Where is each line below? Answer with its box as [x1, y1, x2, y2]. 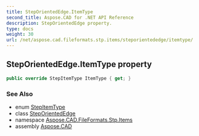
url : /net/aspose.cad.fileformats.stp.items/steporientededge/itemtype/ [6, 37, 194, 43]
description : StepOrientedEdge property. [6, 20, 113, 26]
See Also [6, 89, 33, 98]
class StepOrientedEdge [15, 109, 76, 117]
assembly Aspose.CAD [15, 122, 73, 130]
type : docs [6, 25, 34, 32]
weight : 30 [6, 31, 34, 37]
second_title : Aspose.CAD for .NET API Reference [6, 15, 134, 21]
